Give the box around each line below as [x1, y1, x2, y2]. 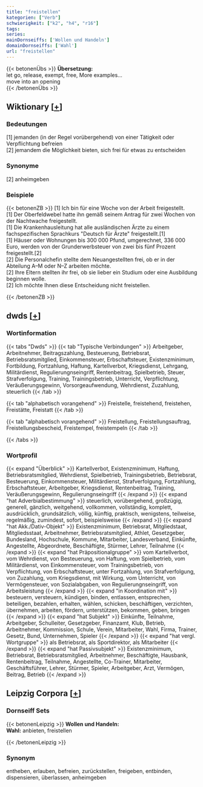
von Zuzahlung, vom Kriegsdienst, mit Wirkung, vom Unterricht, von [6, 574, 176, 582]
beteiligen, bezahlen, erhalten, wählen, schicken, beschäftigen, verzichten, [6, 600, 193, 608]
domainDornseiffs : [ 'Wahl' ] [6, 43, 78, 49]
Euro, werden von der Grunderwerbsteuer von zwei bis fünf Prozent [6, 243, 176, 250]
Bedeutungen [6, 120, 47, 128]
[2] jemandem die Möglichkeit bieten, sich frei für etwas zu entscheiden [6, 147, 186, 154]
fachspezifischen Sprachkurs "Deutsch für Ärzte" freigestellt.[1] [6, 230, 165, 237]
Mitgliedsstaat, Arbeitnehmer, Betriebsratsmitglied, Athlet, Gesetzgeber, [6, 530, 186, 537]
